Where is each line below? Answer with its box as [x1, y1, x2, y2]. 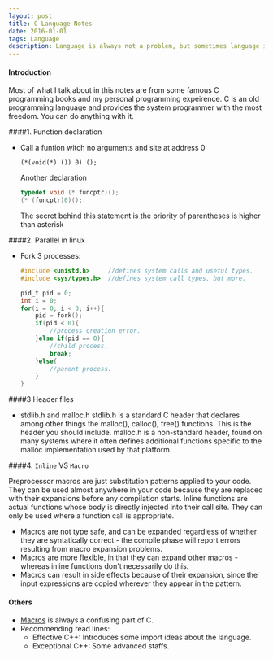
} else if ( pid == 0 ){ [35, 334, 105, 343]
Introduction [8, 67, 51, 77]
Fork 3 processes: [19, 251, 81, 261]
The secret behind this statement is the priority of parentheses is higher [19, 211, 261, 220]
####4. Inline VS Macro [8, 460, 89, 470]
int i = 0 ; [19, 296, 58, 305]
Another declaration [19, 172, 88, 183]
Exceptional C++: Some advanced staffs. [32, 641, 170, 651]
